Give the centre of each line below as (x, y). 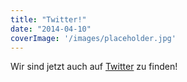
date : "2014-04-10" (51, 29)
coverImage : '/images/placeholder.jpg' (93, 38)
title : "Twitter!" (48, 19)
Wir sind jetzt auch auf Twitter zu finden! (94, 67)
